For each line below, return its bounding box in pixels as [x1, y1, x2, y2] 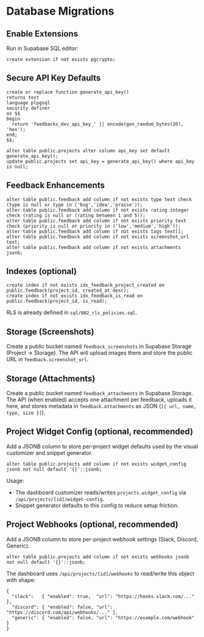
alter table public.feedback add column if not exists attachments [6, 244, 181, 250]
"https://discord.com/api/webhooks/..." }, [6, 609, 119, 616]
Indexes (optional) [6, 266, 77, 276]
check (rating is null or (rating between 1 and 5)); [6, 212, 146, 219]
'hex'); [6, 126, 26, 132]
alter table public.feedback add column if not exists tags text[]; [6, 228, 184, 234]
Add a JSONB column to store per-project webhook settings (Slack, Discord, [6, 535, 199, 543]
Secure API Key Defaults [6, 73, 101, 83]
